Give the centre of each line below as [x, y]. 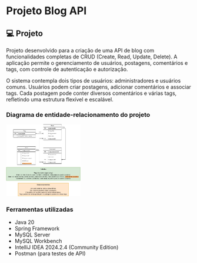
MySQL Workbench [38, 241]
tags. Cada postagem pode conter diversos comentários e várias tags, [91, 93]
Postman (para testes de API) [50, 254]
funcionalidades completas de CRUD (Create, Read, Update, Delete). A [92, 57]
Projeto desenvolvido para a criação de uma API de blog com [80, 50]
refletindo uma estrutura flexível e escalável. [60, 99]
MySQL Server [32, 235]
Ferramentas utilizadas [40, 209]
